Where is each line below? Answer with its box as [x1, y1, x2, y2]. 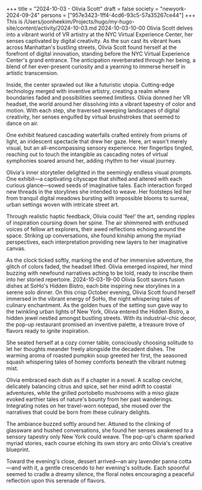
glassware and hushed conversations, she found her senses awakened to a [6, 426, 194, 434]
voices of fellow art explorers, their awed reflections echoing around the [6, 226, 186, 232]
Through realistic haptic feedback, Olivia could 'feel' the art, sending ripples [6, 213, 195, 220]
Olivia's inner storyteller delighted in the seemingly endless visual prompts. [6, 169, 193, 176]
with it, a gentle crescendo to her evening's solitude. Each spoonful [22, 464, 190, 471]
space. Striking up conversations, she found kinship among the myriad [6, 232, 182, 239]
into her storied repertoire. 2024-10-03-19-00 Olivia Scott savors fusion [6, 276, 185, 283]
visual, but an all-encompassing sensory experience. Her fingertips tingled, [6, 145, 194, 151]
